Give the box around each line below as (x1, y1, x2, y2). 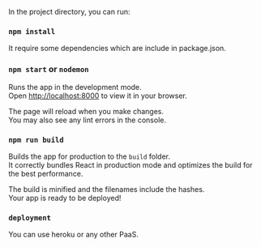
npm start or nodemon (8, 64, 89, 75)
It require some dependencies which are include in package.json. (8, 44, 227, 53)
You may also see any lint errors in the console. (8, 115, 166, 125)
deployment (8, 213, 51, 222)
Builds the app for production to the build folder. (8, 151, 171, 161)
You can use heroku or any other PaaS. (8, 230, 139, 240)
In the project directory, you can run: (8, 7, 130, 16)
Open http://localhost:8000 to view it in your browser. (8, 91, 188, 100)
